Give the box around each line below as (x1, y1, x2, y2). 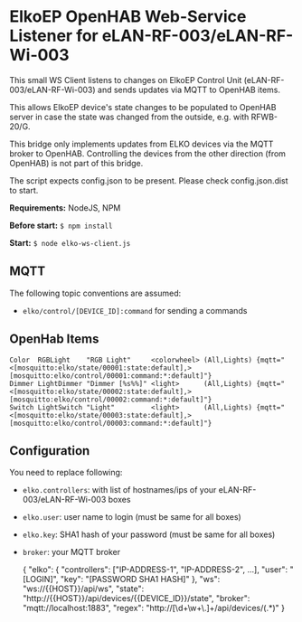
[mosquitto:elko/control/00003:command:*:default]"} (9, 419, 212, 428)
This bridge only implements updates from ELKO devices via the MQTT (9, 138, 274, 149)
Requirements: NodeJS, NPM (9, 202, 121, 213)
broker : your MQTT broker (22, 547, 120, 558)
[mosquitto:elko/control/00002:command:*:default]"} (9, 395, 212, 404)
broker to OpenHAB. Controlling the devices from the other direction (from (9, 147, 287, 159)
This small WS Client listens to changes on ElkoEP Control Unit (9, 74, 242, 85)
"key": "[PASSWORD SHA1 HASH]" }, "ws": (60, 574, 221, 585)
